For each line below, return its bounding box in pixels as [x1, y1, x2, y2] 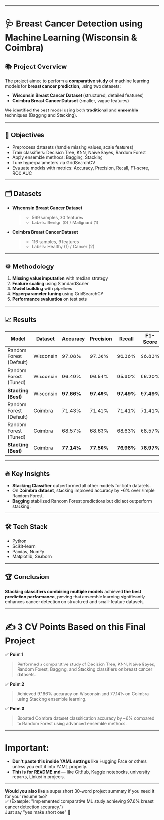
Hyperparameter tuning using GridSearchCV [12, 291, 103, 297]
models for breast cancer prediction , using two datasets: [5, 83, 121, 89]
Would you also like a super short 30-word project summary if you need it [5, 788, 155, 794]
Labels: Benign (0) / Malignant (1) [31, 220, 99, 225]
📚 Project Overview [5, 62, 67, 71]
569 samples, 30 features [31, 214, 83, 220]
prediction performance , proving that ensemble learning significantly [5, 594, 145, 599]
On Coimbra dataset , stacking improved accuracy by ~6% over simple [12, 488, 155, 494]
